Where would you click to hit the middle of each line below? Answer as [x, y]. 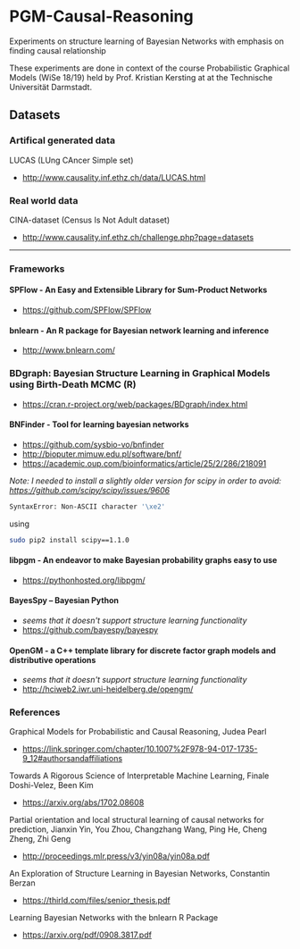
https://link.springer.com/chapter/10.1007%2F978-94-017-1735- [140, 749]
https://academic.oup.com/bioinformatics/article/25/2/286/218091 [144, 463]
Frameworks [37, 268]
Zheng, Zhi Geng [40, 839]
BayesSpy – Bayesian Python [64, 600]
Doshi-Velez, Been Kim [51, 785]
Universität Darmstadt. [50, 87]
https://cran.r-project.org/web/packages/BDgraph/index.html [135, 404]
